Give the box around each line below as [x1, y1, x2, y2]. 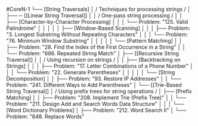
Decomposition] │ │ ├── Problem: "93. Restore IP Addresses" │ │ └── [6, 75, 181, 82]
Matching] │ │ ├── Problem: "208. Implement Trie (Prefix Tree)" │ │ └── [6, 94, 187, 101]
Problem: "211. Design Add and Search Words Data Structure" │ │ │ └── [6, 100, 184, 107]
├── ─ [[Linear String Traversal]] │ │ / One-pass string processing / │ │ [6, 12, 183, 19]
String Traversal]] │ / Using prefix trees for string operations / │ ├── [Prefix [6, 88, 192, 94]
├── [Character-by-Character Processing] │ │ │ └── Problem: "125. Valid [6, 18, 188, 25]
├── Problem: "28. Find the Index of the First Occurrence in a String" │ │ [6, 43, 186, 51]
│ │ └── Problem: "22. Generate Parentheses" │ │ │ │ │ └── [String [6, 69, 175, 75]
